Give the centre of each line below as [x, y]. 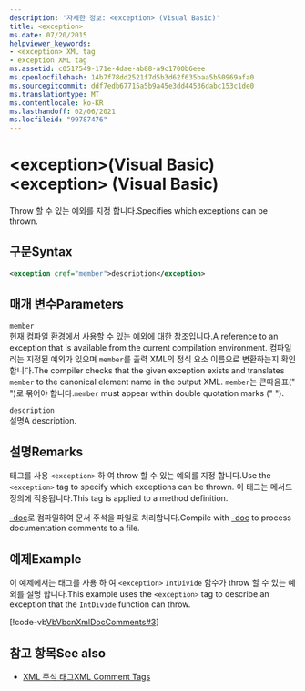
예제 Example [46, 559]
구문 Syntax [41, 252]
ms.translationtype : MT [55, 94]
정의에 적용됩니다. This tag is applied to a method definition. [119, 498]
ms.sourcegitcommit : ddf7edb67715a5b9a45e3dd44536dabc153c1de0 [132, 86]
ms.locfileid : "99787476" [58, 120]
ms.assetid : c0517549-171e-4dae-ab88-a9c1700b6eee [107, 69]
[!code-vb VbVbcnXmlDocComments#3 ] [84, 623]
